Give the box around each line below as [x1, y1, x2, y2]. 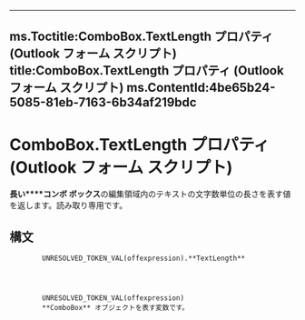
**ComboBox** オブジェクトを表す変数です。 [42, 304, 189, 313]
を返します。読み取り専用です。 [9, 200, 128, 211]
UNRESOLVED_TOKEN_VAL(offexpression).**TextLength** [42, 254, 246, 264]
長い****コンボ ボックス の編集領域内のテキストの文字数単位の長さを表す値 [9, 188, 291, 200]
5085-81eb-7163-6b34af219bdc [9, 95, 197, 110]
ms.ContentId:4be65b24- [126, 80, 276, 95]
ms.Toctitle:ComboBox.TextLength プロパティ [9, 29, 274, 45]
